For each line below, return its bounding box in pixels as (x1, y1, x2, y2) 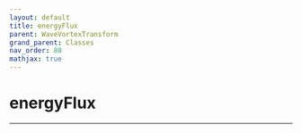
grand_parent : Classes (9, 37, 94, 47)
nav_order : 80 (9, 46, 63, 55)
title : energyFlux (9, 21, 78, 30)
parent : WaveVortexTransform (9, 29, 119, 38)
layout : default (9, 12, 70, 22)
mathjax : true (9, 54, 63, 63)
